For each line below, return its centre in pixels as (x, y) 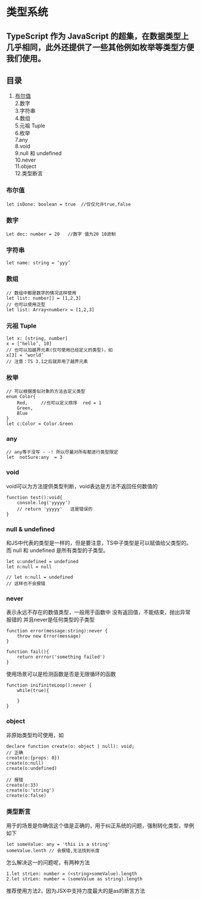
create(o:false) (26, 795)
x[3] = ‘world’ (25, 355)
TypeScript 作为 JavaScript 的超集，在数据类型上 (98, 36)
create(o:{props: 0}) (33, 758)
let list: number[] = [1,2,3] (44, 298)
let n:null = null (29, 567)
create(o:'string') (30, 790)
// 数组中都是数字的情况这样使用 (41, 293)
